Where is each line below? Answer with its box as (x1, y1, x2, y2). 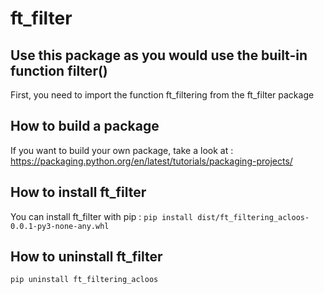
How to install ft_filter (10, 184, 147, 201)
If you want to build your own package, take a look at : (10, 144, 234, 156)
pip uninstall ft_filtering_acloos (10, 275, 159, 285)
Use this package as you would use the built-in (10, 47, 308, 64)
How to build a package (10, 118, 160, 135)
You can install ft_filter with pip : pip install (10, 210, 194, 222)
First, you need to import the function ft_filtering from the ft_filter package (10, 89, 315, 101)
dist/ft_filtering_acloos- (197, 212, 310, 222)
